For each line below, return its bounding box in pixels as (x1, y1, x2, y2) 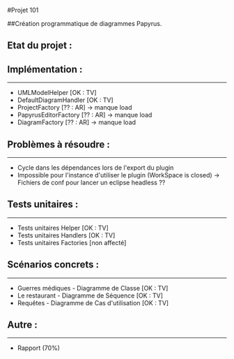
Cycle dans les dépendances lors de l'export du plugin (17, 163, 174, 172)
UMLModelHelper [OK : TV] (17, 89, 97, 97)
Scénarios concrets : (7, 258, 100, 271)
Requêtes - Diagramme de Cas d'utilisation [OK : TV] (17, 298, 169, 307)
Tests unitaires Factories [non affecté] (17, 238, 127, 247)
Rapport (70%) (17, 344, 61, 352)
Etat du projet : (7, 40, 72, 52)
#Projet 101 (7, 6, 39, 14)
